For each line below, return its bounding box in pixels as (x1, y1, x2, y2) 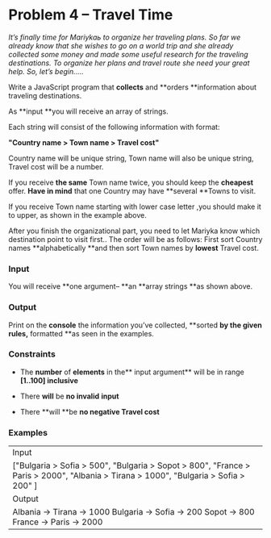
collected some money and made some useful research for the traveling (8, 49, 248, 59)
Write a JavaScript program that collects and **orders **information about (8, 82, 256, 92)
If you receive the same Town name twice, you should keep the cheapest (8, 177, 254, 187)
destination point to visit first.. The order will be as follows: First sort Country (8, 234, 263, 244)
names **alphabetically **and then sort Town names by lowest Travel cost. (8, 243, 260, 252)
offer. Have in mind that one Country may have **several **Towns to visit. (8, 186, 256, 195)
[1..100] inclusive (19, 375, 79, 385)
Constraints (8, 348, 56, 360)
